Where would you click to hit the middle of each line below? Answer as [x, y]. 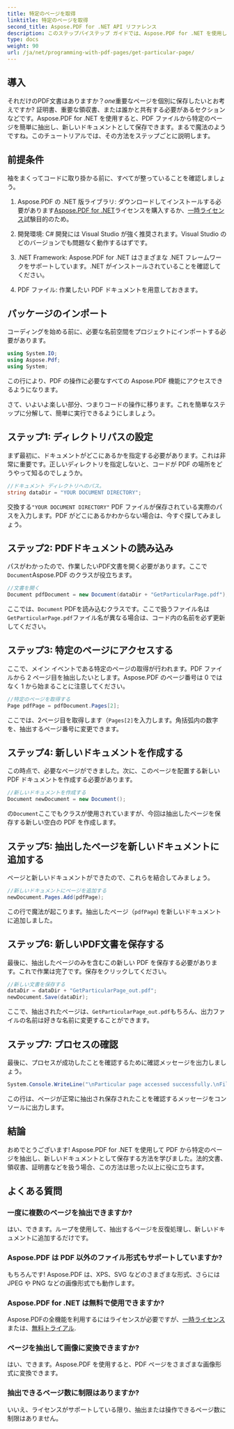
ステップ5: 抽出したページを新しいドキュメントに [113, 846]
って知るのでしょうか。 [53, 472]
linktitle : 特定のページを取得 [48, 20]
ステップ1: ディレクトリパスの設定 [80, 437]
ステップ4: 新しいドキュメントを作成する [95, 753]
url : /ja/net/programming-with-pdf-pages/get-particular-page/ [101, 53]
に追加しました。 [32, 920]
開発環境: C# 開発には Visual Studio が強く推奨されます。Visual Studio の [122, 234]
